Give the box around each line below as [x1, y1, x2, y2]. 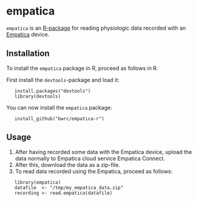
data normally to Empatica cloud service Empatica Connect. [15, 155, 165, 162]
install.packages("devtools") [14, 88, 91, 94]
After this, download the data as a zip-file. [15, 161, 120, 168]
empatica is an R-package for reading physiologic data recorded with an [6, 24, 186, 32]
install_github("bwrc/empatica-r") [14, 115, 104, 122]
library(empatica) [14, 179, 61, 186]
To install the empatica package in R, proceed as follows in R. [6, 64, 159, 72]
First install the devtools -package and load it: [6, 76, 120, 83]
